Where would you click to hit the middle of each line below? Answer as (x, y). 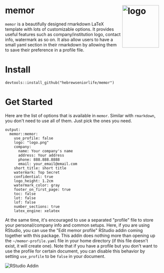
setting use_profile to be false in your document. (55, 256)
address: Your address (41, 155)
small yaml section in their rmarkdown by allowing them (61, 44)
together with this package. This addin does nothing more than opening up (80, 235)
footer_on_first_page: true (42, 189)
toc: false (25, 194)
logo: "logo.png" (31, 142)
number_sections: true (37, 207)
